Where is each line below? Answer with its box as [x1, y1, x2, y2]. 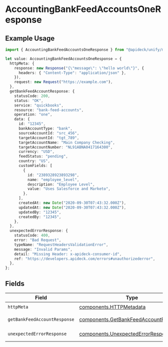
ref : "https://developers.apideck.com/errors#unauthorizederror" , [14, 256, 155, 261]
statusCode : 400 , [14, 233, 50, 238]
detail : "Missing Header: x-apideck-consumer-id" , [14, 251, 122, 256]
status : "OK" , [14, 98, 43, 103]
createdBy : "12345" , [18, 214, 61, 219]
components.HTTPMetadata [79, 303, 146, 310]
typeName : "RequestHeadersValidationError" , [14, 242, 108, 247]
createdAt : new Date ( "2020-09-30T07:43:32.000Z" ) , [18, 200, 126, 205]
